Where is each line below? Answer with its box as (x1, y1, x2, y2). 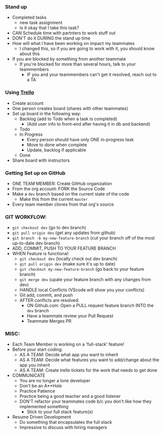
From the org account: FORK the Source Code (12, 186, 105, 192)
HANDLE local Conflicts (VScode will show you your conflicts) (19, 287, 145, 293)
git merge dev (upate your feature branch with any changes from (19, 277, 151, 283)
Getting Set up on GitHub (5, 170, 66, 176)
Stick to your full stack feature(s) (26, 409, 93, 415)
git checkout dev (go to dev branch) (12, 225, 87, 231)
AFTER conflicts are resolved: (19, 297, 80, 304)
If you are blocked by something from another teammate (12, 56, 126, 62)
